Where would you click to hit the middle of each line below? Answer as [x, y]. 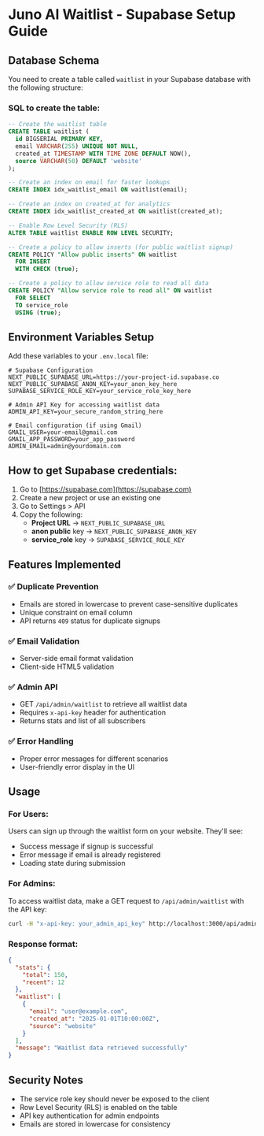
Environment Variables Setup [81, 337]
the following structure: [46, 87]
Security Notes [46, 1080]
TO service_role [42, 305]
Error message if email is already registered [90, 855]
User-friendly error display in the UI [77, 767]
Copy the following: [51, 514]
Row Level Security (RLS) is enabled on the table [98, 1107]
